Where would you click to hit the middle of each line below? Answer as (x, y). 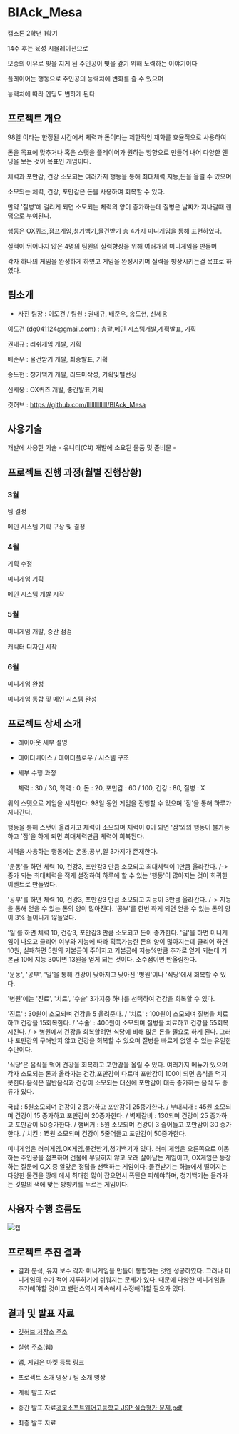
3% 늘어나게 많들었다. (46, 917)
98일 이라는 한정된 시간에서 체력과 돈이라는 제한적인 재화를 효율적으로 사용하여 (117, 137)
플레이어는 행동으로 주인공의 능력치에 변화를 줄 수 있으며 (86, 79)
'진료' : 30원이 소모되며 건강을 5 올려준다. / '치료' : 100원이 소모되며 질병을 (111, 1014)
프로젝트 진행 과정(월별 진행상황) (75, 472)
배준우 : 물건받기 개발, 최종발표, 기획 (58, 359)
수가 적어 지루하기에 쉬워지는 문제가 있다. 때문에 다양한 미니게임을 (134, 1280)
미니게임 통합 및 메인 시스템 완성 (52, 699)
